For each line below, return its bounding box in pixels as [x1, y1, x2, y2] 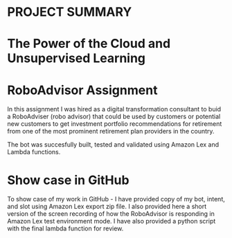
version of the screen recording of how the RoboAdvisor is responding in [7, 210, 215, 218]
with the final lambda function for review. [7, 224, 124, 232]
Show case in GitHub [7, 172, 130, 187]
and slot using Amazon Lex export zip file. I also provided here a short [7, 202, 207, 211]
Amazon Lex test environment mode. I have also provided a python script [7, 217, 216, 226]
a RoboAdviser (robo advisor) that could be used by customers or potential [7, 112, 221, 121]
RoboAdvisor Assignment [7, 82, 158, 98]
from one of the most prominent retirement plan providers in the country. [7, 127, 215, 136]
